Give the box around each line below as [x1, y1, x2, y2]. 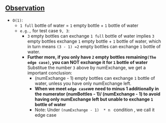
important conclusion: [27, 69, 72, 76]
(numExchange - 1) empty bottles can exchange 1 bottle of [34, 75, 156, 81]
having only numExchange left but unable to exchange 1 [34, 96, 154, 102]
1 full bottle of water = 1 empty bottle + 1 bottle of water [19, 22, 139, 28]
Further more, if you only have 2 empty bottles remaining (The [27, 54, 157, 60]
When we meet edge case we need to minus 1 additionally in [34, 85, 159, 91]
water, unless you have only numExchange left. [34, 80, 132, 86]
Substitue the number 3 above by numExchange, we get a [27, 64, 146, 70]
